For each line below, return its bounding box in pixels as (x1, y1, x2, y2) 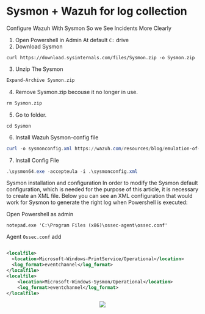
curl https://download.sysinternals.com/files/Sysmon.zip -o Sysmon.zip (6, 54, 195, 60)
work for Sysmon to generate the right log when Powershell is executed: (6, 199, 188, 206)
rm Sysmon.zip (6, 100, 43, 106)
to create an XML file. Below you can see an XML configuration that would (6, 192, 193, 200)
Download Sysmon (15, 43, 63, 50)
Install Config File (15, 156, 59, 164)
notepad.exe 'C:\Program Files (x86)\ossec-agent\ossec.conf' (6, 222, 168, 228)
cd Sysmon (6, 123, 32, 129)
